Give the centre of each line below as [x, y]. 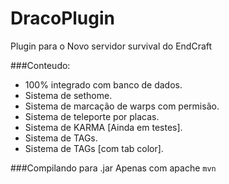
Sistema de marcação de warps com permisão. [122, 106]
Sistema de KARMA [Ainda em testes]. [103, 127]
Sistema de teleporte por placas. [92, 116]
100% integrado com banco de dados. [103, 84]
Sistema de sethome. [68, 95]
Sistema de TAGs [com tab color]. [94, 148]
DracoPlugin [63, 18]
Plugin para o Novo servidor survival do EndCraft [111, 46]
